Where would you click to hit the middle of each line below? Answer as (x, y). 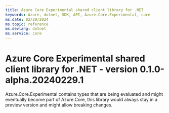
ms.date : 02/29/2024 (27, 19)
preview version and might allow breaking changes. (59, 105)
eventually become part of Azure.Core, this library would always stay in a (81, 99)
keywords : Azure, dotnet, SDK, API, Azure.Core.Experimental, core (78, 15)
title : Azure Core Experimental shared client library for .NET (74, 10)
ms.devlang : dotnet (26, 29)
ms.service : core (24, 33)
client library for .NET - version (72, 69)
